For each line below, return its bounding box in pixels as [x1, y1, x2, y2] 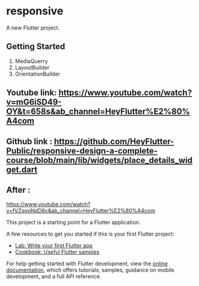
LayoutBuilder [14, 64, 50, 71]
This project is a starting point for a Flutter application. [6, 219, 141, 226]
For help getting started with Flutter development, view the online [6, 260, 168, 267]
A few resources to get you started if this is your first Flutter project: [6, 230, 174, 238]
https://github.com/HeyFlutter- [54, 136, 174, 147]
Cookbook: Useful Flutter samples [14, 248, 100, 256]
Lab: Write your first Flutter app [14, 242, 93, 249]
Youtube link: [6, 88, 57, 98]
